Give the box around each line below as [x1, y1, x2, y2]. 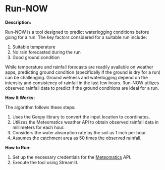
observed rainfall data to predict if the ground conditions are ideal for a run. [5, 85, 160, 91]
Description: [5, 19, 31, 25]
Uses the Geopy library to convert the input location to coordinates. [12, 113, 150, 119]
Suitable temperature [12, 44, 55, 50]
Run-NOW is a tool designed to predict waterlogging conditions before [5, 29, 150, 35]
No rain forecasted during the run [12, 49, 81, 55]
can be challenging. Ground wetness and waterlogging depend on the [5, 74, 148, 80]
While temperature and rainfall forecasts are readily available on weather [5, 64, 154, 70]
